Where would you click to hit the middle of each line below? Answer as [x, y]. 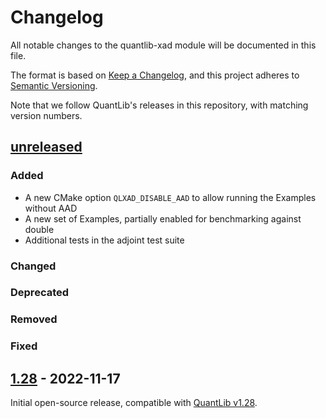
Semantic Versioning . [54, 85]
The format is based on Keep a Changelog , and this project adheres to [155, 75]
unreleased [46, 147]
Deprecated [40, 293]
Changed [33, 266]
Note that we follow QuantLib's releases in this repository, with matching [159, 105]
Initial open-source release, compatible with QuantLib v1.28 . [134, 403]
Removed [34, 319]
